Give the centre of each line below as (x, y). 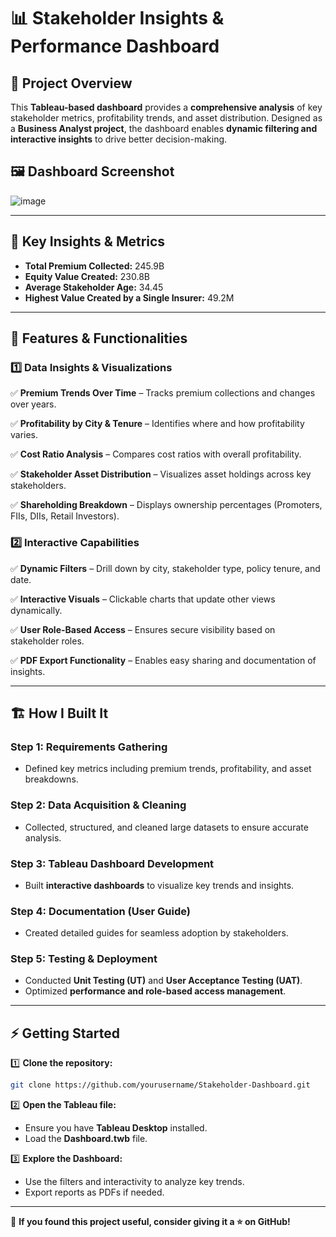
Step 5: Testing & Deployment (84, 959)
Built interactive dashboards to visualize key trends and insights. (159, 885)
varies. (24, 435)
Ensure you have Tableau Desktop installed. (116, 1128)
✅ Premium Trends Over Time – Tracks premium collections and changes (163, 393)
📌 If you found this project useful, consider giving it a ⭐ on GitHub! (150, 1222)
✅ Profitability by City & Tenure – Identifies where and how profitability (157, 424)
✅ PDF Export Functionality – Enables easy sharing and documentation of (163, 660)
